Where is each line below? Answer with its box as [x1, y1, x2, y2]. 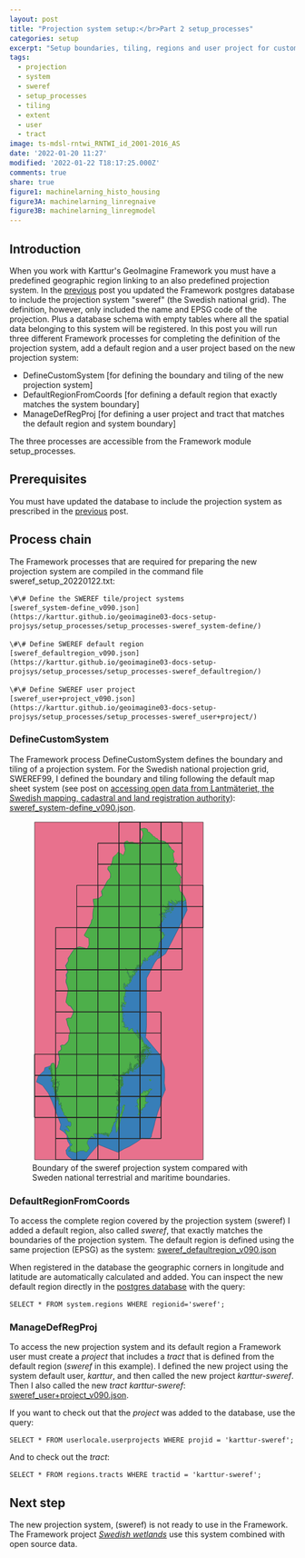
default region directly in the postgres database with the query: [9, 1282, 246, 1293]
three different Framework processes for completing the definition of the [9, 333, 280, 344]
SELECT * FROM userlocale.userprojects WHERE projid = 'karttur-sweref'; [9, 1436, 295, 1445]
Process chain [9, 532, 93, 547]
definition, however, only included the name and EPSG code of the [9, 304, 258, 315]
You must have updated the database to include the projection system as [9, 495, 283, 506]
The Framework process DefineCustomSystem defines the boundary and [9, 754, 283, 764]
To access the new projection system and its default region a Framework [9, 1342, 281, 1353]
